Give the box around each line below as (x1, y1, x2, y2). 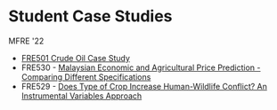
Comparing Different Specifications (20, 71, 151, 82)
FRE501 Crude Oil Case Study (20, 52, 131, 63)
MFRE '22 (8, 35, 45, 46)
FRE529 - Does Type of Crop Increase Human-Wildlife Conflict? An (20, 81, 268, 91)
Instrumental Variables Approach (20, 90, 143, 101)
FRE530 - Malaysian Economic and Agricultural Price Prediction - (20, 62, 261, 73)
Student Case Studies (8, 6, 173, 27)
